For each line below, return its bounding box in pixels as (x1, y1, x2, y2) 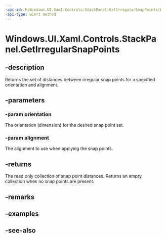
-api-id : (5, 7, 23, 12)
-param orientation (5, 111, 52, 118)
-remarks (5, 192, 35, 201)
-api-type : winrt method (5, 12, 56, 17)
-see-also (5, 226, 36, 235)
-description (5, 63, 44, 72)
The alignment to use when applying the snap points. (5, 145, 113, 151)
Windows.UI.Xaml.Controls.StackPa (5, 33, 157, 45)
